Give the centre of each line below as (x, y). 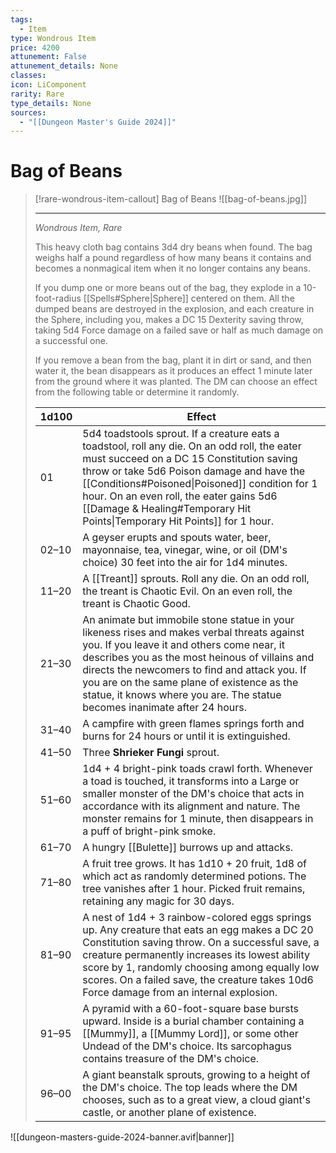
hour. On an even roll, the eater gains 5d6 (180, 496)
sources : (28, 112)
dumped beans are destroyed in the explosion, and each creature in (174, 309)
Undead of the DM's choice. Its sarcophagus (187, 1046)
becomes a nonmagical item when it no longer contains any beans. (172, 268)
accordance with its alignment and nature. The (191, 806)
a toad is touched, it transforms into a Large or (191, 781)
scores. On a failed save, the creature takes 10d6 (198, 980)
